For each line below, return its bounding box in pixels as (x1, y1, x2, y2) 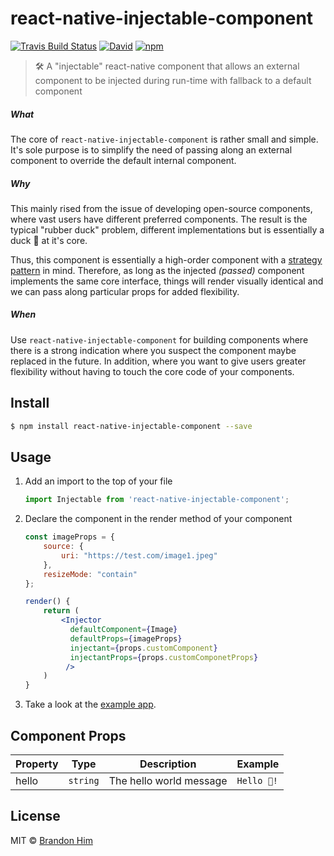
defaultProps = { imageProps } (69, 633, 183, 644)
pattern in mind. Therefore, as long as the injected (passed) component (10, 264, 305, 276)
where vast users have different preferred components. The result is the (10, 213, 308, 225)
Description (139, 757, 197, 771)
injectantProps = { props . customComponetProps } (69, 652, 259, 662)
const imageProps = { (24, 532, 115, 542)
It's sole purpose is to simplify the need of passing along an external (10, 143, 293, 156)
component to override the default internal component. (10, 154, 237, 166)
